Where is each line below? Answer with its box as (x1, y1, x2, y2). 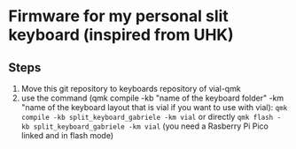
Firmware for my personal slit (8, 6, 230, 26)
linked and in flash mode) (20, 130, 114, 140)
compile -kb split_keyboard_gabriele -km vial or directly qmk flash (20, 112, 274, 122)
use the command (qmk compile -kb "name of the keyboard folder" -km (20, 93, 284, 103)
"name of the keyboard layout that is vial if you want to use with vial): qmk (20, 102, 288, 112)
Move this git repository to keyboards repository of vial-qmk (20, 84, 241, 93)
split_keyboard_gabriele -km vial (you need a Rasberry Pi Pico (33, 121, 269, 131)
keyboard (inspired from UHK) (8, 25, 234, 45)
